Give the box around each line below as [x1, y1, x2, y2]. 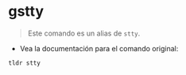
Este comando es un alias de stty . [27, 28, 141, 38]
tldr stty [8, 58, 41, 67]
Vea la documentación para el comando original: [19, 43, 179, 53]
